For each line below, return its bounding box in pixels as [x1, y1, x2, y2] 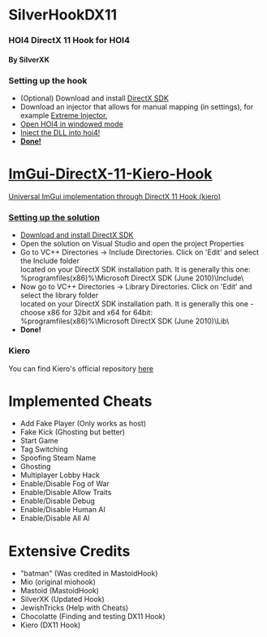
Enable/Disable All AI [19, 513, 91, 524]
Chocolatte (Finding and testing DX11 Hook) [19, 612, 166, 622]
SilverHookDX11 [8, 6, 118, 24]
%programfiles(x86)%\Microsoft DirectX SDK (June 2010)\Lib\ [19, 316, 230, 326]
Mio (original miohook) [19, 577, 96, 587]
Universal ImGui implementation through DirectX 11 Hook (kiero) [8, 191, 222, 201]
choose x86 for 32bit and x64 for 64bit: [19, 308, 153, 318]
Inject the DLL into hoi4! [19, 128, 101, 137]
